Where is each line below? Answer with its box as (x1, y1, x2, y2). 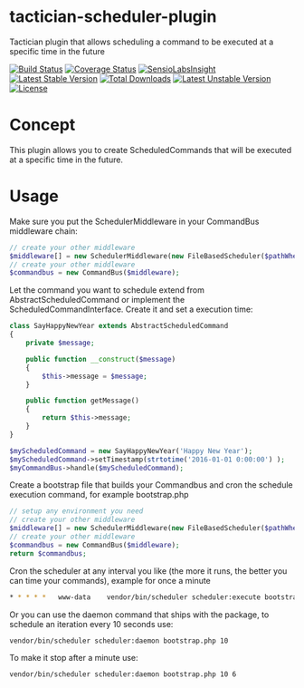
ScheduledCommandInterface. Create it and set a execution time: (9, 304, 253, 315)
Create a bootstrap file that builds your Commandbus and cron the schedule (9, 480, 293, 490)
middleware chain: (9, 225, 79, 237)
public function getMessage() (25, 396, 140, 405)
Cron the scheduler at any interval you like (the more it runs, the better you (9, 565, 288, 577)
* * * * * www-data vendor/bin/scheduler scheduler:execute (9, 592, 261, 602)
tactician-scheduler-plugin (9, 6, 217, 27)
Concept (9, 115, 76, 135)
